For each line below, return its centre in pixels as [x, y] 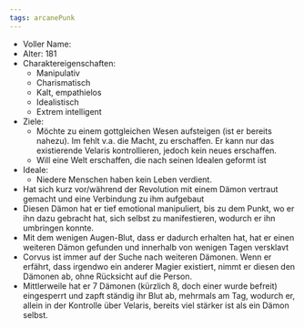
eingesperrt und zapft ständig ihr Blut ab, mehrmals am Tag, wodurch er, [159, 295]
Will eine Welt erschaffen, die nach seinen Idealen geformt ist [151, 159]
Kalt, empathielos [69, 92]
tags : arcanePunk [42, 18]
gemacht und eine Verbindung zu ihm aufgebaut [113, 199]
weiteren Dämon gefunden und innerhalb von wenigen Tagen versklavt [156, 247]
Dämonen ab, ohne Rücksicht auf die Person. [107, 276]
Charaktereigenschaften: [69, 63]
